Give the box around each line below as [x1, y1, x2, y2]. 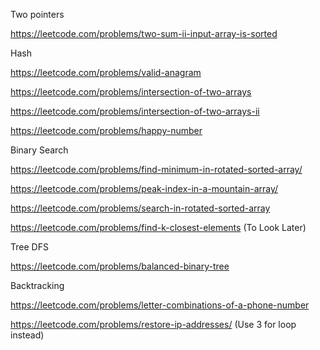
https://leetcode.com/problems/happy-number [10, 125, 203, 136]
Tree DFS [10, 241, 49, 253]
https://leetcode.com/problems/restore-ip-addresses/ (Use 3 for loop [10, 319, 297, 330]
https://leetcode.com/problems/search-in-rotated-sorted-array [10, 202, 271, 214]
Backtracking [10, 280, 65, 291]
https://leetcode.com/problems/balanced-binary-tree [10, 260, 230, 272]
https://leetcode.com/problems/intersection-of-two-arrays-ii [10, 105, 260, 117]
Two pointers [10, 9, 65, 20]
